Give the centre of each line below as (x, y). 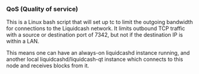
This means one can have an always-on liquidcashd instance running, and (98, 53)
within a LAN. (23, 42)
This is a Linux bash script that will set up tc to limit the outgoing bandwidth (100, 22)
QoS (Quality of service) (42, 9)
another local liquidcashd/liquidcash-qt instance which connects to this (95, 60)
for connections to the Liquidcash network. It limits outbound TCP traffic (96, 28)
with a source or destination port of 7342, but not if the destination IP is (95, 35)
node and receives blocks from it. (48, 66)
